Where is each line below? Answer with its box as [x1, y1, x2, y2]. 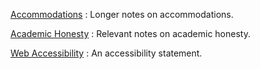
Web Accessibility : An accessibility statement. [10, 47, 203, 59]
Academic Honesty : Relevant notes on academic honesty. [10, 28, 251, 39]
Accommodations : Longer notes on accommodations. [10, 9, 234, 20]
